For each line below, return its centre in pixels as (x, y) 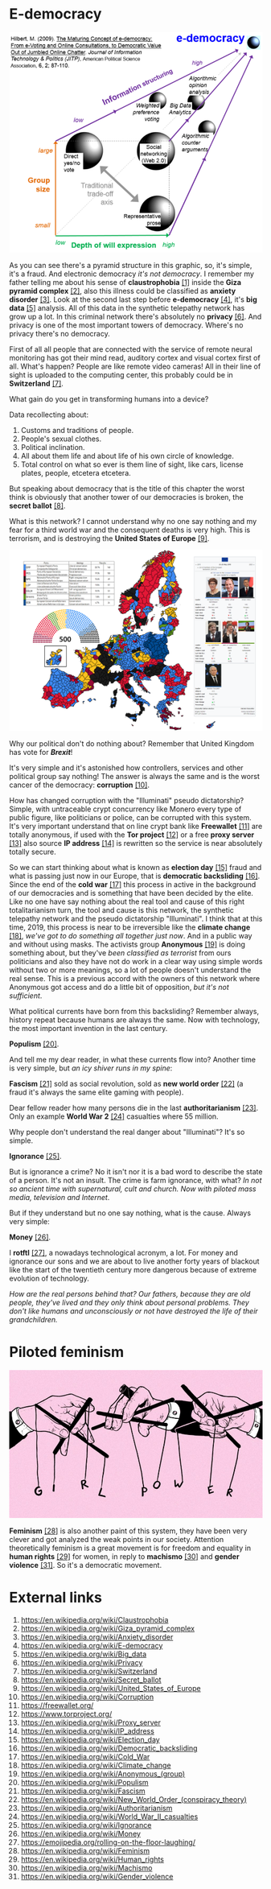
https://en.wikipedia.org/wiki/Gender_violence (97, 1877)
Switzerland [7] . (36, 384)
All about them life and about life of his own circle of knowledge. (127, 456)
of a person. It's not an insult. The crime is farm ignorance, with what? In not (135, 1181)
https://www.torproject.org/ (66, 1714)
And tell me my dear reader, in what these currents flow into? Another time (133, 1060)
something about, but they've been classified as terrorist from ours (120, 953)
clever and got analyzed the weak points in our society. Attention (117, 1540)
